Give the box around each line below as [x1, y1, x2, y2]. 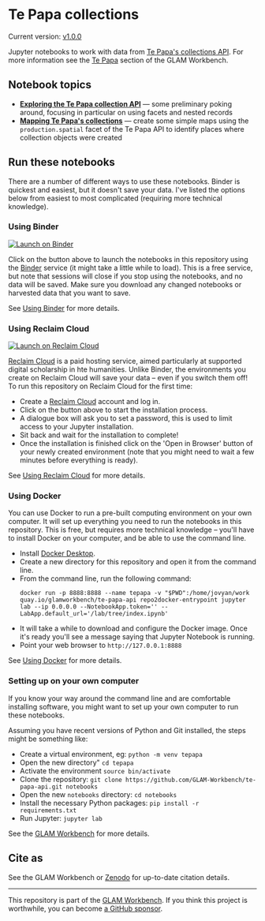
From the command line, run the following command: [19, 574, 192, 583]
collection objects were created [19, 133, 122, 142]
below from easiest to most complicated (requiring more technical [8, 193, 222, 203]
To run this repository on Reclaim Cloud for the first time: [8, 381, 193, 391]
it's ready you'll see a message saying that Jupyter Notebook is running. [19, 632, 255, 642]
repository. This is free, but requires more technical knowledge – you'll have [8, 525, 255, 534]
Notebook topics [8, 78, 92, 92]
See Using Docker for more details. [8, 656, 122, 665]
